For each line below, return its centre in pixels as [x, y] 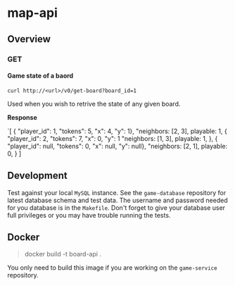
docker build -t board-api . [63, 254]
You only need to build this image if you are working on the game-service [112, 268]
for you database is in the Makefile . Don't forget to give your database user [116, 207]
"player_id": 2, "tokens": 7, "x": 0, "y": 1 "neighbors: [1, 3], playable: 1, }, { [113, 138]
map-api [33, 13]
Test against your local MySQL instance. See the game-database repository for [117, 192]
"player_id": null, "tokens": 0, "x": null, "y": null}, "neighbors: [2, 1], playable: [118, 146]
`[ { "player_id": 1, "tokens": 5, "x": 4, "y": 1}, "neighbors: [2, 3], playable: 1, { [117, 131]
